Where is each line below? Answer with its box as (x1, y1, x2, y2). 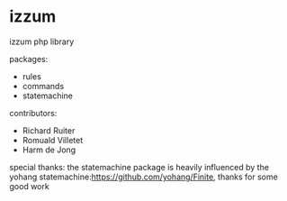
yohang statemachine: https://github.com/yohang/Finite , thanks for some (9, 171, 279, 182)
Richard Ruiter (22, 124, 76, 136)
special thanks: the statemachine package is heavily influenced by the (9, 161, 270, 172)
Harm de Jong (22, 144, 76, 155)
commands (22, 80, 65, 91)
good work (9, 180, 49, 191)
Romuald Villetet (22, 134, 84, 145)
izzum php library (9, 36, 75, 47)
